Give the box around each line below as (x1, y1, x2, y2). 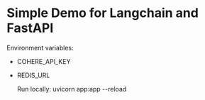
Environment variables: (6, 43, 74, 52)
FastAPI (6, 20, 54, 36)
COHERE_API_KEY (16, 57, 71, 65)
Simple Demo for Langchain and (6, 5, 199, 21)
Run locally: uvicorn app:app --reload (16, 84, 127, 93)
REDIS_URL (16, 71, 50, 79)
